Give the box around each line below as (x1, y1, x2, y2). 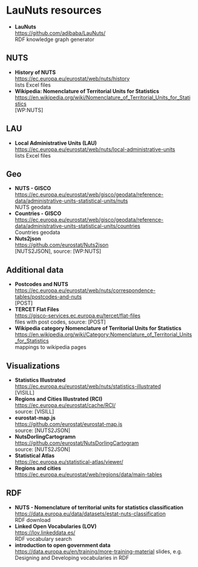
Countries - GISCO (14, 210, 61, 217)
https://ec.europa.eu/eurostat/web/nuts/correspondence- (14, 287, 156, 294)
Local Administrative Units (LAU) (14, 139, 98, 146)
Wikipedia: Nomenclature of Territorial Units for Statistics (14, 87, 160, 95)
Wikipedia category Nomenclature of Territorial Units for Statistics (14, 325, 182, 332)
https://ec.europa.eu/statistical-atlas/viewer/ (14, 459, 124, 465)
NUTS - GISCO (14, 185, 51, 192)
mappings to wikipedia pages (14, 344, 87, 351)
